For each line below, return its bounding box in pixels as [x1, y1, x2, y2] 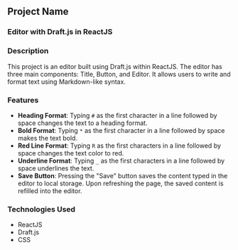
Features [7, 95, 39, 105]
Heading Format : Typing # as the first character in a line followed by [17, 111, 218, 119]
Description [7, 46, 49, 56]
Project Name [7, 6, 69, 18]
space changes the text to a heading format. [17, 119, 148, 127]
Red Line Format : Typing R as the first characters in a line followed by [17, 141, 222, 150]
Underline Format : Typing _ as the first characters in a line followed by [17, 156, 225, 165]
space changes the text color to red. [17, 148, 124, 157]
